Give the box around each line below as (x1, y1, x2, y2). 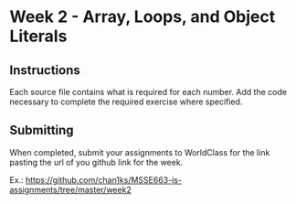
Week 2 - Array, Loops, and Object (9, 6, 276, 27)
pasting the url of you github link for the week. (9, 156, 184, 167)
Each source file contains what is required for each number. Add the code (9, 87, 288, 97)
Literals (9, 26, 68, 47)
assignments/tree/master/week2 (9, 184, 132, 195)
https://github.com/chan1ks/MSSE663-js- (26, 174, 183, 185)
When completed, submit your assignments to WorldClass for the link (9, 146, 270, 157)
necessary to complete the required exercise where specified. (9, 96, 243, 107)
